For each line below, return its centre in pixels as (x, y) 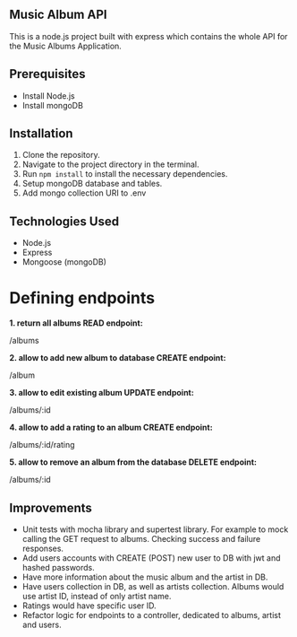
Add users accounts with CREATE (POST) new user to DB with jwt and (151, 558)
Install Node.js (48, 96)
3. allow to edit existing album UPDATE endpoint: (102, 393)
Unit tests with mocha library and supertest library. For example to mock (155, 529)
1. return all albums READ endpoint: (76, 323)
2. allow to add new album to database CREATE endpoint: (118, 358)
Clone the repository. (61, 155)
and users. (42, 624)
